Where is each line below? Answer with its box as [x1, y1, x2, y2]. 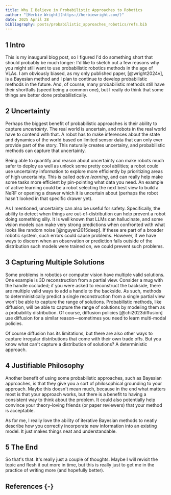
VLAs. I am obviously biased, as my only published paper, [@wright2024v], [5, 70, 163, 77]
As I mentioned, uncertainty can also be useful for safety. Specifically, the [5, 205, 161, 211]
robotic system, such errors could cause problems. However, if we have [5, 232, 157, 238]
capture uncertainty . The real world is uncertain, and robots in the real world [5, 126, 166, 132]
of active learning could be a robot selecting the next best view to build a [5, 184, 159, 190]
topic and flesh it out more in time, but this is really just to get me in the [5, 462, 155, 468]
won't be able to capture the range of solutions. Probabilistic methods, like [5, 299, 162, 305]
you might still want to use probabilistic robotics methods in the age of [5, 65, 153, 71]
